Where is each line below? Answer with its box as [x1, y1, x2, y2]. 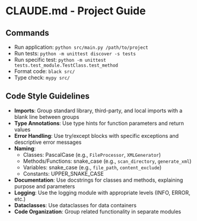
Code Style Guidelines [5, 91, 90, 102]
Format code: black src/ [14, 68, 75, 75]
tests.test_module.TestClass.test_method [14, 62, 118, 68]
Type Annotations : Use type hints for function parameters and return [14, 119, 185, 127]
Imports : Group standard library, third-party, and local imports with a [14, 107, 183, 114]
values [14, 126, 31, 133]
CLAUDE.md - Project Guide [5, 4, 146, 18]
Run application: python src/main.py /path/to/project [14, 43, 149, 50]
